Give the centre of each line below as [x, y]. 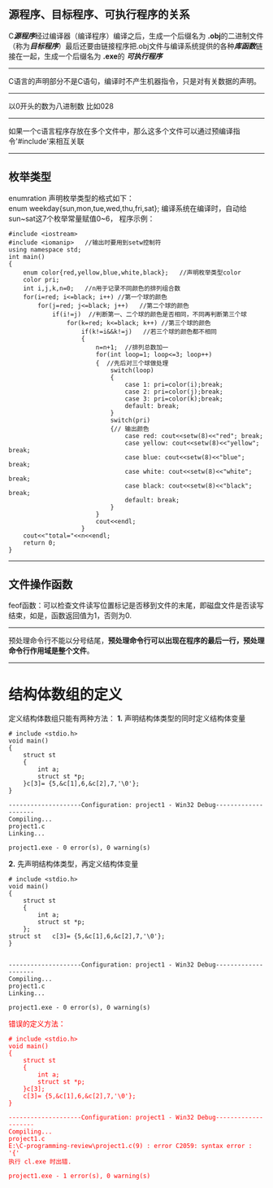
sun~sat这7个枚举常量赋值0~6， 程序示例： [82, 218]
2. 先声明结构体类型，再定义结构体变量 [74, 864]
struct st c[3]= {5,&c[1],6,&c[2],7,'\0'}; [87, 936]
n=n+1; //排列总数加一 [132, 347]
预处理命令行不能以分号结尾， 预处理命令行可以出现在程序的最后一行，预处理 [136, 641]
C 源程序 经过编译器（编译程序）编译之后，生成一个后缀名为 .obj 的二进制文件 [136, 36]
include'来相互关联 [54, 141]
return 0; [40, 543]
